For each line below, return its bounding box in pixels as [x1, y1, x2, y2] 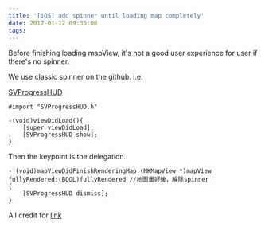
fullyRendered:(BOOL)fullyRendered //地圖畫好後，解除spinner [8, 176, 209, 184]
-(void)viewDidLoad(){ [8, 117, 84, 125]
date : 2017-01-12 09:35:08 [8, 19, 98, 27]
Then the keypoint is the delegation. [8, 152, 126, 162]
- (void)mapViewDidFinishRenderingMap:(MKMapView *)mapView [8, 167, 212, 175]
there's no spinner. [8, 57, 70, 66]
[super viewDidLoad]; [22, 124, 94, 132]
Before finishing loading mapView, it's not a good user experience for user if [8, 49, 258, 58]
